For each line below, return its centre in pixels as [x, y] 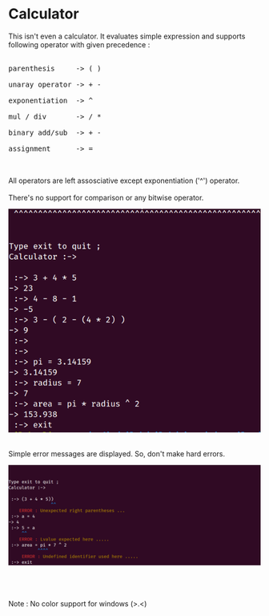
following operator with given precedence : [79, 44]
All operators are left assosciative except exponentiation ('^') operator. [124, 180]
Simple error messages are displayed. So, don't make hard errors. [117, 453]
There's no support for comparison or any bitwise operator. [106, 197]
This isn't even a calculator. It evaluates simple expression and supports [127, 36]
